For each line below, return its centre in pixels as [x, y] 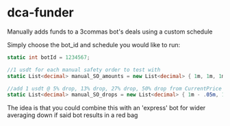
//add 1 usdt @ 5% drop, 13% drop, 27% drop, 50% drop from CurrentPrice [115, 88]
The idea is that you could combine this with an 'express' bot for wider [106, 108]
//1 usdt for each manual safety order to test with [84, 70]
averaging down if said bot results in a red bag [73, 115]
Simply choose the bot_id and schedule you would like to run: [93, 45]
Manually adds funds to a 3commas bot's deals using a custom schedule [110, 32]
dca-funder [40, 13]
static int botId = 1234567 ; [49, 57]
